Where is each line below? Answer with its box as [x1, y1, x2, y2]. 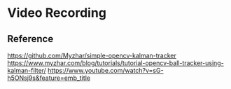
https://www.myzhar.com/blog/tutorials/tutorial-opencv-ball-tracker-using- [7, 59, 224, 67]
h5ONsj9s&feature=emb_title [7, 74, 91, 82]
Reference [7, 33, 54, 45]
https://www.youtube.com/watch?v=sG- [48, 67, 164, 74]
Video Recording [7, 5, 107, 21]
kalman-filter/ [7, 67, 47, 74]
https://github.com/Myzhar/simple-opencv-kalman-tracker [7, 51, 177, 60]
